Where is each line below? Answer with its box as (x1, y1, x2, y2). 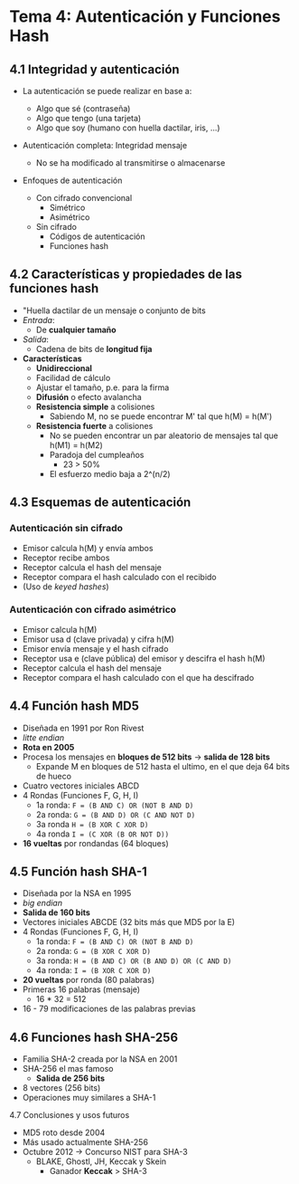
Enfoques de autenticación (22, 175, 123, 186)
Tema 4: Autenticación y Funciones (9, 6, 281, 27)
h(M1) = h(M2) (49, 439, 104, 450)
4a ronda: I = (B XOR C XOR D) (35, 965, 152, 976)
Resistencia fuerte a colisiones (35, 420, 154, 431)
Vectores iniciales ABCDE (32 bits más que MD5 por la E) (22, 917, 236, 928)
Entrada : (22, 314, 55, 325)
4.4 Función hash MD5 (9, 699, 140, 714)
